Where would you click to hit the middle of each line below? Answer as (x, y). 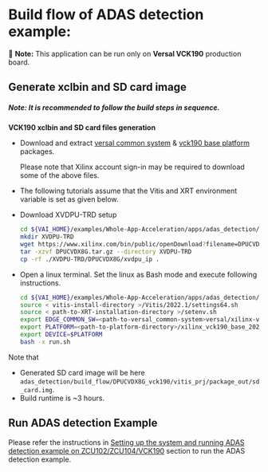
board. (19, 62)
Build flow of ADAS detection (106, 15)
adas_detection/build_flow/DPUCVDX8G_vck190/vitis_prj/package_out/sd (140, 382)
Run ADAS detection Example (83, 423)
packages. (37, 151)
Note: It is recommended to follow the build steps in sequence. (114, 107)
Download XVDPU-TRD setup (68, 215)
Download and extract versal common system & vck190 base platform (134, 143)
